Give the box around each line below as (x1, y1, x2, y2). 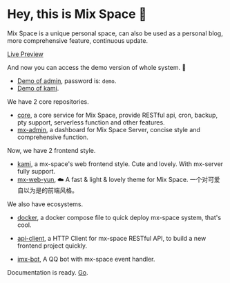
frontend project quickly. (17, 241, 88, 250)
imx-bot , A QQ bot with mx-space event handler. (17, 255, 155, 263)
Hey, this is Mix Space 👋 (7, 6, 147, 22)
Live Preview (7, 50, 44, 58)
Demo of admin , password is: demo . (17, 76, 117, 85)
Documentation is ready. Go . (7, 268, 88, 276)
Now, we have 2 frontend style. (7, 146, 96, 154)
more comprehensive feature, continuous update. (7, 36, 148, 44)
